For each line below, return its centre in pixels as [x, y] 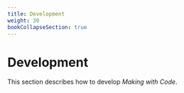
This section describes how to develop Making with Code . [92, 82]
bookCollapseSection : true [47, 27]
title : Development [36, 14]
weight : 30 [23, 21]
